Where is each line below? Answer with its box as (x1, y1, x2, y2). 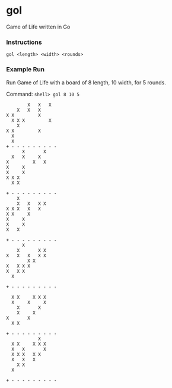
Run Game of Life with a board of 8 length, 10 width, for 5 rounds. (6, 78, 166, 86)
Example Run (6, 65, 45, 74)
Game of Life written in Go (6, 23, 71, 30)
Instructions (6, 38, 43, 46)
